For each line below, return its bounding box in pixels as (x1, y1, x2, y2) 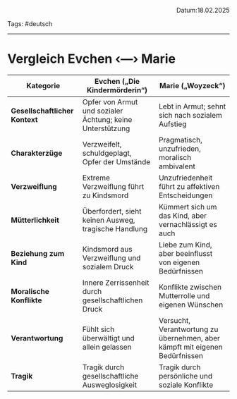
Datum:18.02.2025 (176, 6, 230, 14)
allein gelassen (82, 342, 132, 352)
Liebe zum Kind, (158, 240, 213, 250)
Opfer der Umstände (82, 156, 151, 166)
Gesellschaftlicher (11, 106, 74, 116)
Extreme (82, 173, 111, 183)
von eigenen (158, 257, 200, 267)
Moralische (11, 286, 49, 296)
